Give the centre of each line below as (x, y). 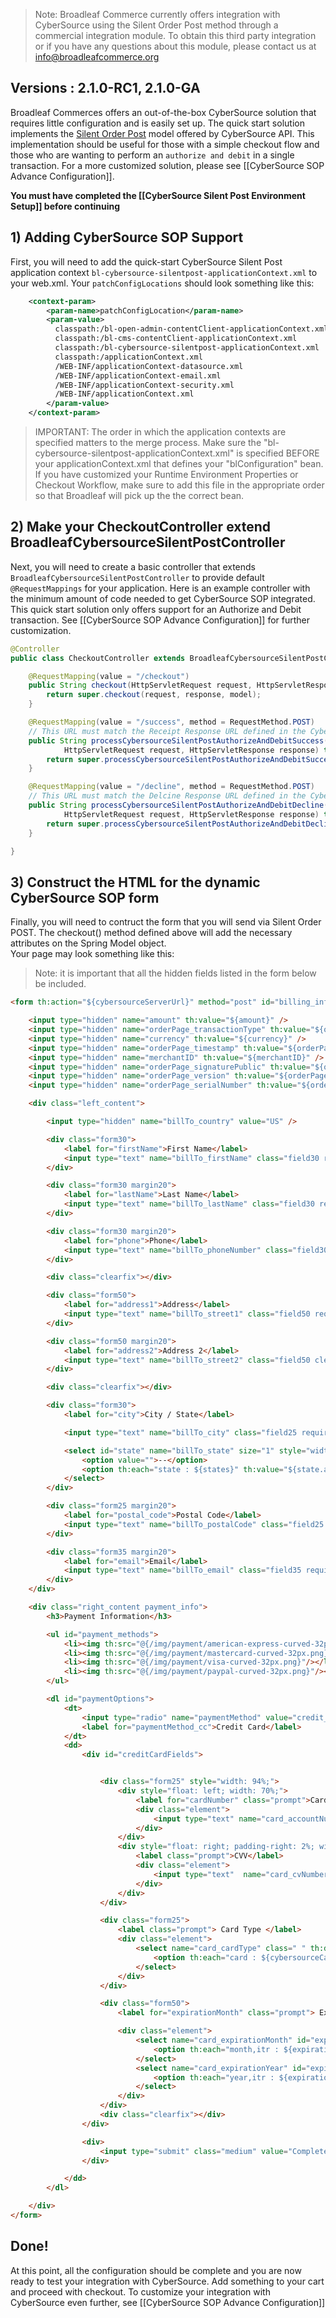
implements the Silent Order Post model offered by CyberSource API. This (162, 133)
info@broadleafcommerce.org (97, 57)
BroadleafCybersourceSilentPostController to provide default (137, 577)
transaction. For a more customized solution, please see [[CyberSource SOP (167, 165)
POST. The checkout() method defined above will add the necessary (151, 933)
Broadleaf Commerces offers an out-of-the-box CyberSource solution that (163, 112)
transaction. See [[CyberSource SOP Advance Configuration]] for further (160, 620)
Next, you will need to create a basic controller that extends (133, 566)
